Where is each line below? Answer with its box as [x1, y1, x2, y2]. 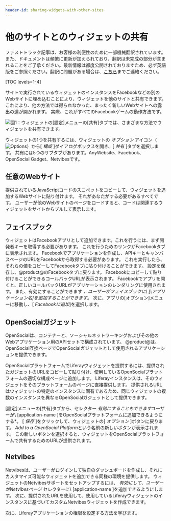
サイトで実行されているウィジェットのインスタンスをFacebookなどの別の [5, 89, 160, 95]
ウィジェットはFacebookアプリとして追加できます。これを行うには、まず [5, 237, 160, 244]
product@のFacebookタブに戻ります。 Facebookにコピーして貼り [22, 269, 162, 275]
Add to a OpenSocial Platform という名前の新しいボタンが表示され [15, 425, 154, 431]
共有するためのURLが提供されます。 [18, 437, 94, 444]
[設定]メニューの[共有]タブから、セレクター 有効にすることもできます [5, 406, 152, 411]
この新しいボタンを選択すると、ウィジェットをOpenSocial [15, 431, 138, 437]
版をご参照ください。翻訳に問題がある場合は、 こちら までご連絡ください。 [5, 68, 162, 74]
